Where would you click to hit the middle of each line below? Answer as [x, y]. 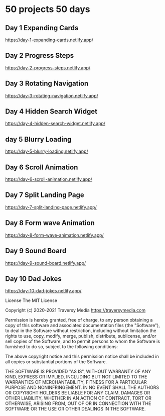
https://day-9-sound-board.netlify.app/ [46, 263]
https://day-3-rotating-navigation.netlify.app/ [52, 95]
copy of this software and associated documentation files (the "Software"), [83, 326]
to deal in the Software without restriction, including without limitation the [81, 331]
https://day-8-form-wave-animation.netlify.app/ [54, 235]
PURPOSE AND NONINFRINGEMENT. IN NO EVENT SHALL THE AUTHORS [82, 387]
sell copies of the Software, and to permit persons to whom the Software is [83, 341]
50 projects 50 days [48, 9]
